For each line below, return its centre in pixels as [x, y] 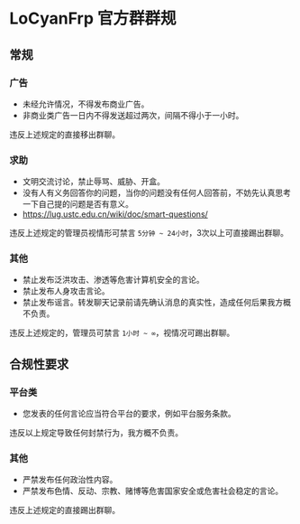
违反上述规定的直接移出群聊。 [64, 134]
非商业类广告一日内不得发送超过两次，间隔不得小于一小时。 [133, 115]
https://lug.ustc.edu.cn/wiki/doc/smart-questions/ [115, 214]
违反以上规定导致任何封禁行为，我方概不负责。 [96, 433]
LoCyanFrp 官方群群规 [93, 19]
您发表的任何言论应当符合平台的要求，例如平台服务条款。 [129, 414]
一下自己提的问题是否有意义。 [77, 204]
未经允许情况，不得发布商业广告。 [86, 104]
